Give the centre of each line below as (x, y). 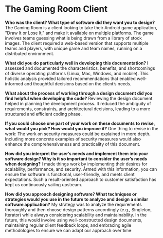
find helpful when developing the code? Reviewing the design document (79, 98)
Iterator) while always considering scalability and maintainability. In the (76, 215)
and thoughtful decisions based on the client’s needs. (78, 83)
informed (14, 83)
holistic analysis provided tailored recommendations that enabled (70, 79)
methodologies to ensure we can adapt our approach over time (68, 230)
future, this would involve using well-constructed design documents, (74, 220)
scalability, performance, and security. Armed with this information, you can (81, 169)
